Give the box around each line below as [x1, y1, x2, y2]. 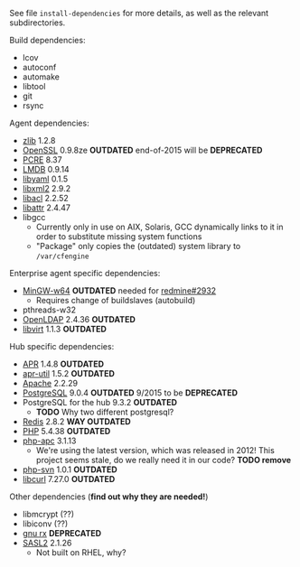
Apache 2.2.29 [22, 378, 79, 388]
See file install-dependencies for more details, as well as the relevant [9, 8, 269, 18]
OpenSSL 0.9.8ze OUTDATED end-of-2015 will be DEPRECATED [22, 144, 263, 155]
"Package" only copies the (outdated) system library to [35, 241, 241, 251]
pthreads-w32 [22, 304, 77, 315]
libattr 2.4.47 [22, 202, 70, 213]
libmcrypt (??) [22, 509, 75, 519]
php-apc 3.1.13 [22, 435, 77, 446]
